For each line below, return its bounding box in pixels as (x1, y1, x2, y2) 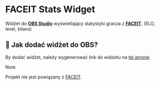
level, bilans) (5, 25, 32, 32)
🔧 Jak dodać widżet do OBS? (5, 41, 98, 49)
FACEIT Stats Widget (5, 4, 96, 15)
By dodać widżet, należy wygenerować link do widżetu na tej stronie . (5, 54, 151, 60)
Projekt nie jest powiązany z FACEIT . (5, 74, 82, 80)
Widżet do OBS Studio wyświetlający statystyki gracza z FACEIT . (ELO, (5, 20, 155, 26)
